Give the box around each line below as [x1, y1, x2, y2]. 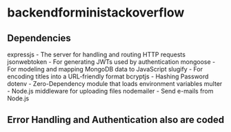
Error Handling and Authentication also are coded [7, 114, 225, 126]
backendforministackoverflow [7, 5, 185, 21]
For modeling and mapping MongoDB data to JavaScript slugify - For [7, 65, 203, 73]
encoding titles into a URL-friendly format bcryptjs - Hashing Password [7, 72, 209, 80]
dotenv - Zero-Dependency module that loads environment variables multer [7, 80, 223, 87]
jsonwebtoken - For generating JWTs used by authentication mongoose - [7, 58, 216, 66]
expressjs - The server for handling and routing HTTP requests [7, 50, 186, 58]
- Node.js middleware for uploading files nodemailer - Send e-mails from [7, 87, 214, 95]
